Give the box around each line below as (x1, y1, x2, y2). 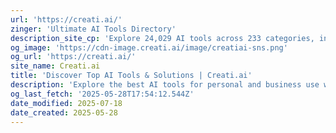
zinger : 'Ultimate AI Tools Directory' (10, 24, 177, 34)
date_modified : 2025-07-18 (10, 98, 123, 108)
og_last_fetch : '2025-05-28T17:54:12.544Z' (10, 89, 195, 99)
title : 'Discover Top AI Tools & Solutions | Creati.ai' (10, 71, 253, 81)
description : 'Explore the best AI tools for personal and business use (10, 80, 320, 90)
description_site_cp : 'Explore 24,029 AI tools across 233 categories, (10, 33, 315, 43)
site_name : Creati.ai (10, 61, 101, 71)
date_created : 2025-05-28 (10, 107, 118, 118)
